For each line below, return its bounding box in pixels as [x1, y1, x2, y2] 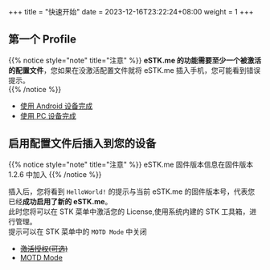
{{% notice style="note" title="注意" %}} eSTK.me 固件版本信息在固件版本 [8, 159, 254, 169]
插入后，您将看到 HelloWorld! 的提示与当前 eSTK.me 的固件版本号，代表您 [8, 187, 256, 196]
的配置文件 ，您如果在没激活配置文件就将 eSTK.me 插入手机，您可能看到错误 [8, 65, 261, 75]
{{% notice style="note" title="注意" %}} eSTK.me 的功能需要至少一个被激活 [8, 55, 262, 65]
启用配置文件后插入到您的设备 [8, 137, 157, 151]
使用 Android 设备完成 [19, 101, 93, 111]
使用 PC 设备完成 [19, 111, 76, 120]
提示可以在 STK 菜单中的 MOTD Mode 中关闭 [8, 227, 147, 236]
